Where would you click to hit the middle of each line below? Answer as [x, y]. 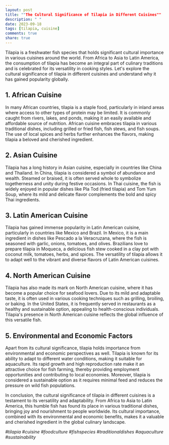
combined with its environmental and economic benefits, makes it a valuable [85, 416]
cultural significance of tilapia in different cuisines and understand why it [81, 74]
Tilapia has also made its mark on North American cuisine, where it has [79, 288]
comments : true [21, 33]
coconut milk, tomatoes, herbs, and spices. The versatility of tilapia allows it [84, 254]
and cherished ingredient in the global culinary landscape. [66, 422]
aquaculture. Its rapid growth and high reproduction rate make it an [75, 364]
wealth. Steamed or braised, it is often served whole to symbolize [73, 178]
